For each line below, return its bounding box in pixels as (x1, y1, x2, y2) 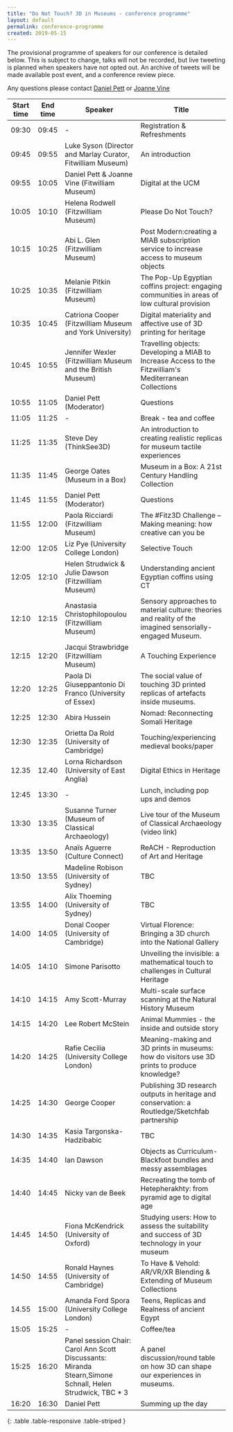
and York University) (64, 328, 132, 337)
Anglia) (64, 775, 89, 784)
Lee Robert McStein (64, 1019, 130, 1029)
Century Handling (140, 471, 198, 480)
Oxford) (64, 1238, 90, 1248)
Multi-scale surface (140, 986, 206, 996)
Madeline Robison (64, 863, 123, 873)
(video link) (140, 827, 178, 837)
